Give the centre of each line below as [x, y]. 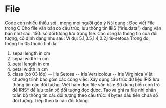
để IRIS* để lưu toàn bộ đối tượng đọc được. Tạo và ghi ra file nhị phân [84, 90]
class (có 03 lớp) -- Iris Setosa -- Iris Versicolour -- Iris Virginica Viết [82, 74]
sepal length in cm [31, 53]
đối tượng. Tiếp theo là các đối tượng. [51, 100]
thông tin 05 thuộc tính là [31, 43]
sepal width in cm [30, 58]
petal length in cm [31, 64]
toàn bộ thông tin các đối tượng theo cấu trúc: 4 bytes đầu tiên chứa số [85, 95]
